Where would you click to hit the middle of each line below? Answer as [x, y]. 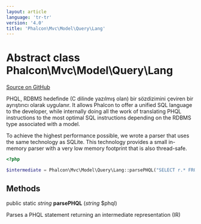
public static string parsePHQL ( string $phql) [62, 203]
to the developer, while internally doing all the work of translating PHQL [94, 112]
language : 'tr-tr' [29, 17]
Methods [23, 189]
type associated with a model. [43, 124]
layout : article [26, 12]
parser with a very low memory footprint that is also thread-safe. [107, 148]
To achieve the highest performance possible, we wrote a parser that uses [98, 136]
